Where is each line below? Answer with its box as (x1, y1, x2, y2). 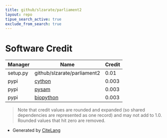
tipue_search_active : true (5, 17, 62, 22)
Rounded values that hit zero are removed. (17, 117, 106, 123)
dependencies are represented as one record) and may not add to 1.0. (17, 112, 162, 118)
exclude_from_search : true (5, 21, 62, 27)
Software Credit (5, 43, 73, 54)
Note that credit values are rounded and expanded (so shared (17, 107, 145, 113)
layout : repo (5, 12, 33, 17)
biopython (34, 94, 59, 101)
